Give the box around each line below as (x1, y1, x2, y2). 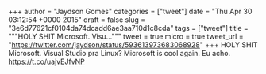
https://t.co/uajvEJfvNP (8, 57, 86, 66)
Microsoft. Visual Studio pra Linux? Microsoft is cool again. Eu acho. (8, 49, 231, 57)
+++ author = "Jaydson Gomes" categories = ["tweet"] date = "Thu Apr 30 (8, 7, 253, 16)
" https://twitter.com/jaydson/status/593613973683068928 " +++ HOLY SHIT (8, 40, 258, 50)
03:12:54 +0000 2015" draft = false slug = (8, 15, 146, 24)
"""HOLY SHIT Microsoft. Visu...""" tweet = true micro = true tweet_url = (8, 31, 244, 41)
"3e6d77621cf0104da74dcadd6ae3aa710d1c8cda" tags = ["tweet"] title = (8, 24, 249, 32)
